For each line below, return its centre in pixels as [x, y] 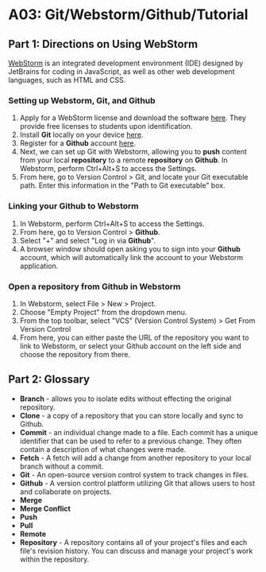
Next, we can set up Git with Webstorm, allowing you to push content [133, 152]
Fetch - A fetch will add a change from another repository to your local [135, 457]
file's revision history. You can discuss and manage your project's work [136, 551]
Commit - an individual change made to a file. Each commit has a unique [139, 432]
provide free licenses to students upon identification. [106, 126]
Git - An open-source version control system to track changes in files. [134, 474]
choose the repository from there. [75, 354]
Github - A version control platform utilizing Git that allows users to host [137, 483]
